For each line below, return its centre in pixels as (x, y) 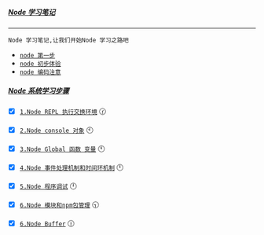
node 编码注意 (40, 72)
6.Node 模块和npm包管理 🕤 (59, 204)
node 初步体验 (40, 64)
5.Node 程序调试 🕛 (48, 185)
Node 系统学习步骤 (38, 90)
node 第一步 (37, 55)
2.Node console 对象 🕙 (57, 130)
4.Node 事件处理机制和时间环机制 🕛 (71, 167)
